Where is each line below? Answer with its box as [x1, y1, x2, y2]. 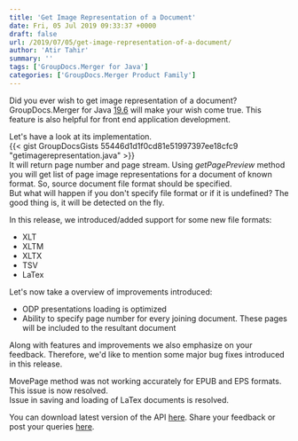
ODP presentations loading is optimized [21, 303, 167, 314]
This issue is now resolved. [9, 385, 108, 396]
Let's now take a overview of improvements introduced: [9, 286, 213, 297]
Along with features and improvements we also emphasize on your [9, 339, 253, 350]
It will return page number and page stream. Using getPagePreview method [9, 159, 286, 169]
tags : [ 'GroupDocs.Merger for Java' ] [9, 63, 149, 72]
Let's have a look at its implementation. [9, 130, 153, 142]
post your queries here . [9, 421, 95, 431]
